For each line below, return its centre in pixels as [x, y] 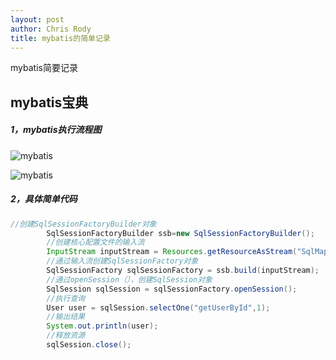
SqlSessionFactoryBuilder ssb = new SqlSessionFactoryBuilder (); [180, 233]
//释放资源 [66, 336]
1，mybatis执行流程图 [56, 130]
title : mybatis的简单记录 [60, 38]
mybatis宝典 [49, 102]
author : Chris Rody [51, 29]
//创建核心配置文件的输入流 [95, 242]
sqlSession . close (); [89, 345]
